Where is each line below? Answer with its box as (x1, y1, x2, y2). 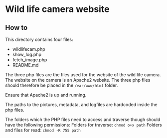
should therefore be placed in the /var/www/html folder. (5, 82, 118, 88)
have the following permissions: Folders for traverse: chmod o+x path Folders (5, 122, 162, 128)
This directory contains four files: (5, 36, 73, 42)
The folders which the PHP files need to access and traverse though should (5, 117, 161, 123)
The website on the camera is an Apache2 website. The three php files (5, 77, 151, 83)
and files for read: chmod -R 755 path (5, 127, 81, 133)
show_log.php (12, 51, 41, 57)
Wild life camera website (5, 3, 110, 15)
